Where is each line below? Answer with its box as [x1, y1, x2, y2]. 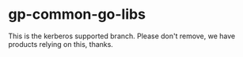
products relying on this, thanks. [8, 39, 113, 48]
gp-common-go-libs [8, 5, 146, 23]
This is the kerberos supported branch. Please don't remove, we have [8, 31, 236, 41]
